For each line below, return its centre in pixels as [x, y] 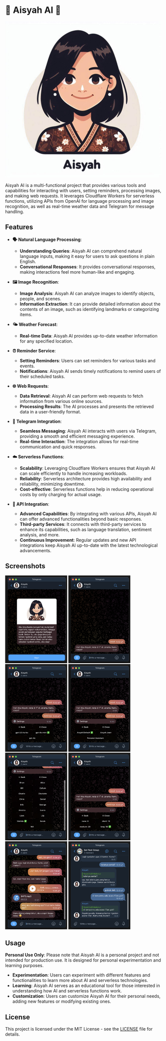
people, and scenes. [40, 298]
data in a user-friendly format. [50, 411]
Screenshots [25, 566]
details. [13, 1034]
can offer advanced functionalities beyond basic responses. [81, 519]
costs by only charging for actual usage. [61, 494]
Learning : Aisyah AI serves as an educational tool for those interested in [86, 985]
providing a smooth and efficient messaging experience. [77, 436]
